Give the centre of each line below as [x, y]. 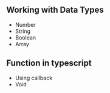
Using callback [34, 78]
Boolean [26, 37]
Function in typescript [49, 63]
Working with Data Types [55, 10]
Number [25, 24]
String [23, 31]
